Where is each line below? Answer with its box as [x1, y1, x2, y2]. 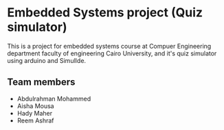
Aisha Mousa [16, 101, 54, 110]
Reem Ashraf [16, 116, 54, 125]
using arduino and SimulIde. [7, 56, 87, 64]
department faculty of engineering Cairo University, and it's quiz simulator [7, 49, 217, 57]
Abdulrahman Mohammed [16, 94, 91, 103]
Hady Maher [16, 109, 53, 117]
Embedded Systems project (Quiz [7, 5, 203, 21]
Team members [7, 77, 76, 88]
